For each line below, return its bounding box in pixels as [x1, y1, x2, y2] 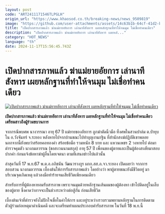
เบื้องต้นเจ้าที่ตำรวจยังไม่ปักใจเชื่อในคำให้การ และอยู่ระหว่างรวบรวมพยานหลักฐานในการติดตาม [5, 197, 155, 203]
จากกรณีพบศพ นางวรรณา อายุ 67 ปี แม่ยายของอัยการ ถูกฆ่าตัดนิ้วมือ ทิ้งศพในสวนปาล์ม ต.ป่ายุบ [5, 129, 159, 135]
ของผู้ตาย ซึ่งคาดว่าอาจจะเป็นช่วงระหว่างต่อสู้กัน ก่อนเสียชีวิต [5, 187, 101, 193]
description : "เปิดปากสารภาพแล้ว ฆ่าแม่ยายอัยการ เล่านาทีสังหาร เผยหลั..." [5, 30, 127, 35]
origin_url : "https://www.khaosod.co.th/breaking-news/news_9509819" [5, 16, 151, 21]
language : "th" [5, 39, 36, 44]
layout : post [5, 7, 32, 12]
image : [5, 21, 19, 26]
